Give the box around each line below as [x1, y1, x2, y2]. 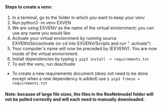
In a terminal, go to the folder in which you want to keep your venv [12, 15, 145, 20]
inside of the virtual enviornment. [12, 51, 79, 57]
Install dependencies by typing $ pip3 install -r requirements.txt [12, 56, 149, 62]
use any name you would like [12, 30, 71, 36]
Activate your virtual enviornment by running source [12, 36, 117, 41]
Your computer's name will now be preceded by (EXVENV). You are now [12, 46, 157, 52]
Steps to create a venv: [5, 4, 53, 10]
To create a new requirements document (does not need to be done [12, 71, 148, 76]
